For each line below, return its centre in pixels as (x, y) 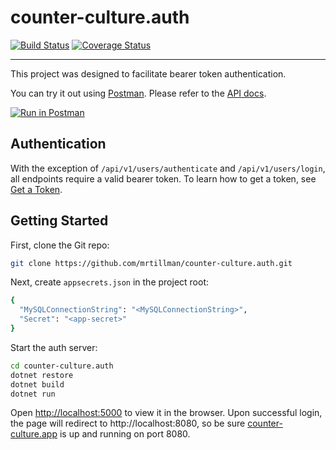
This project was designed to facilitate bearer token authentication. (148, 73)
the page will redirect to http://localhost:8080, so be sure (128, 423)
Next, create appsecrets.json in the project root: (110, 282)
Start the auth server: (54, 347)
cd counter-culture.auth (62, 366)
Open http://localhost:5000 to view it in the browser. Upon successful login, (166, 413)
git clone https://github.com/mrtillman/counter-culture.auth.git (151, 263)
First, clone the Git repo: (60, 245)
